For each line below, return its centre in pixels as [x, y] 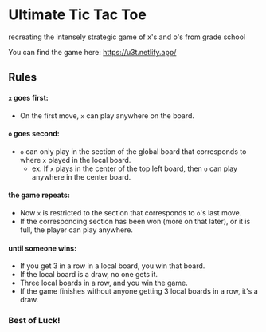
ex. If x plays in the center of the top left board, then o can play [134, 168]
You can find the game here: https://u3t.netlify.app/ [92, 52]
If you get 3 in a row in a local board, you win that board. [112, 266]
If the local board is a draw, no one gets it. [88, 275]
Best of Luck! [35, 321]
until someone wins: [43, 248]
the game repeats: [39, 195]
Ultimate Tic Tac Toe [78, 15]
